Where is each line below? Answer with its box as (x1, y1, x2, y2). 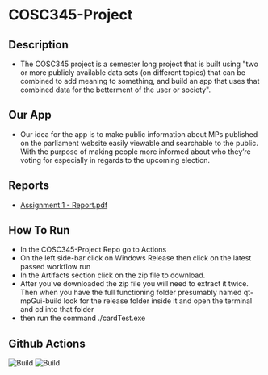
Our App (8, 108, 52, 122)
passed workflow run (19, 262, 91, 272)
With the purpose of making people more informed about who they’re (19, 147, 252, 156)
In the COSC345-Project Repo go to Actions (19, 244, 167, 255)
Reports (8, 179, 50, 193)
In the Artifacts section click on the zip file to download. (19, 270, 206, 280)
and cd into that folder (19, 305, 94, 315)
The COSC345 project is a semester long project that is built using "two (19, 59, 258, 69)
